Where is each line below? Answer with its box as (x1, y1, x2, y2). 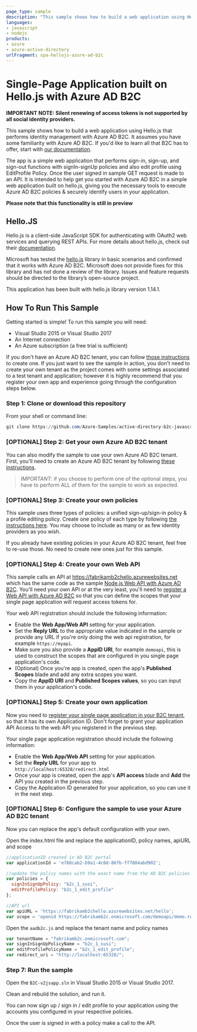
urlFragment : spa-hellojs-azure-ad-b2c (6, 52, 104, 58)
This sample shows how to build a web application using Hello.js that (6, 127, 172, 134)
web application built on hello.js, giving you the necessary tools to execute (6, 182, 186, 189)
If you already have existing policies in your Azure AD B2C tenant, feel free (6, 539, 186, 546)
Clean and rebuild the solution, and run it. (6, 990, 106, 997)
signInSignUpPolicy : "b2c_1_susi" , (11, 881, 98, 887)
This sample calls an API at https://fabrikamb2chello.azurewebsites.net (6, 573, 178, 580)
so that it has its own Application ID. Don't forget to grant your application (6, 718, 184, 725)
